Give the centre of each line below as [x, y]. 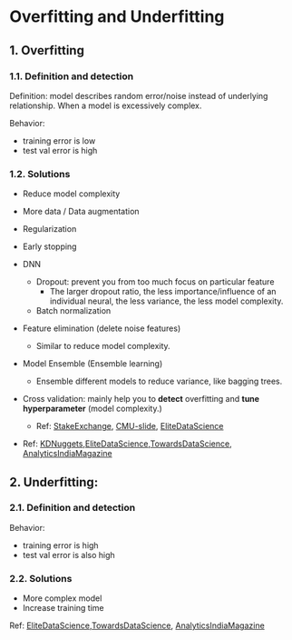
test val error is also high [68, 555]
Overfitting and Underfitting [117, 17]
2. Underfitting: [54, 482]
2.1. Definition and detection [73, 508]
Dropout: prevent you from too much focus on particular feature [155, 282]
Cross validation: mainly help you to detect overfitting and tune [141, 399]
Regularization [49, 229]
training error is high [60, 545]
